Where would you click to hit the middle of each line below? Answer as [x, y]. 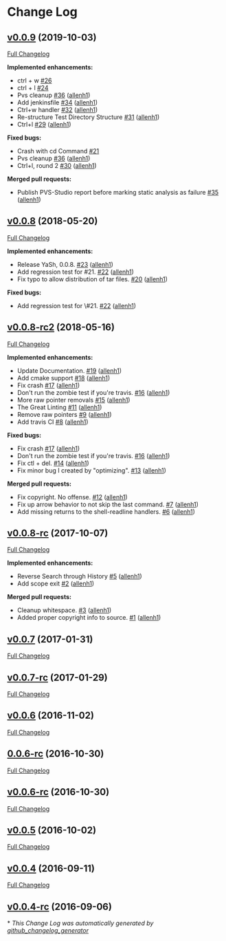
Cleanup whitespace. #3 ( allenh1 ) [64, 610]
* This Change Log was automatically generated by [80, 923]
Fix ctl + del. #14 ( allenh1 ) [53, 463]
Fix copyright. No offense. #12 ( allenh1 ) [72, 497]
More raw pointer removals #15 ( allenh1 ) [74, 400]
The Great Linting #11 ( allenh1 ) [59, 407]
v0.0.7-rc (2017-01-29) [57, 677]
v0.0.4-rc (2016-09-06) [59, 906]
